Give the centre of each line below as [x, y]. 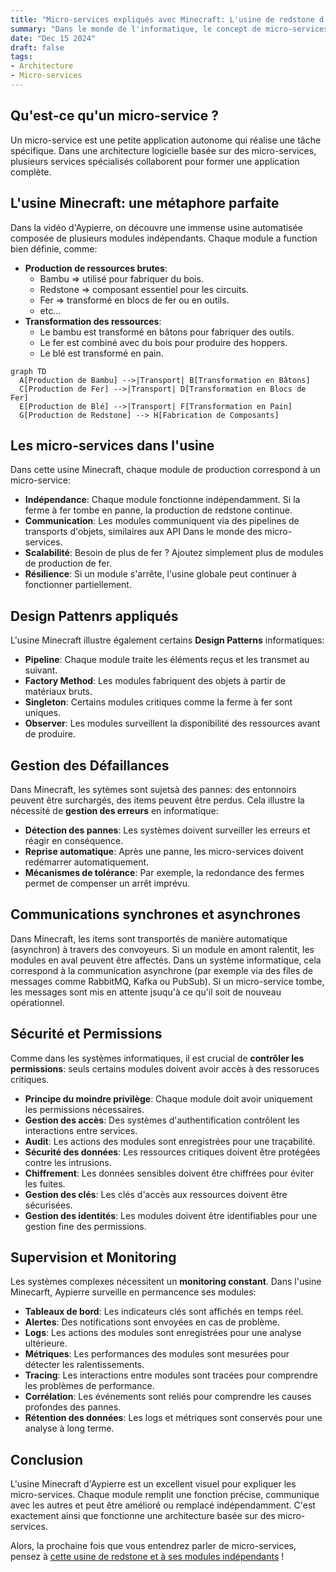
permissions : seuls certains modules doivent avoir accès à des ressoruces [165, 1068]
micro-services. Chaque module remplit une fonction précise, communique [165, 1495]
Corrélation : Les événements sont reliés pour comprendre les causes [168, 1397]
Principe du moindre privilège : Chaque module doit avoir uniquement [168, 1098]
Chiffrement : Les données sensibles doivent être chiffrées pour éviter [169, 1173]
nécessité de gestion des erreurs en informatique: [114, 810]
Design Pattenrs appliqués [94, 616]
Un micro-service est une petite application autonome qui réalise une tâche [166, 140]
